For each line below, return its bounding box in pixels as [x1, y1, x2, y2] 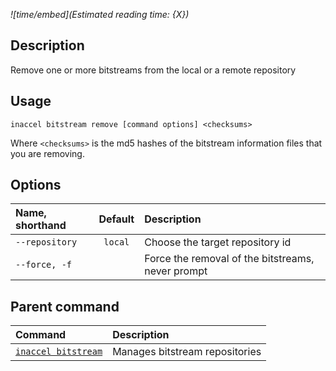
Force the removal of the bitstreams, [144, 252, 315, 266]
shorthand [15, 219, 67, 233]
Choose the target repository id [144, 235, 292, 249]
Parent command [10, 298, 120, 315]
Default [98, 212, 135, 226]
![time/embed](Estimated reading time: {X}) [10, 9, 190, 20]
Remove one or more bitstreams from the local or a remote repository [10, 64, 297, 76]
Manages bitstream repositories [112, 345, 262, 359]
